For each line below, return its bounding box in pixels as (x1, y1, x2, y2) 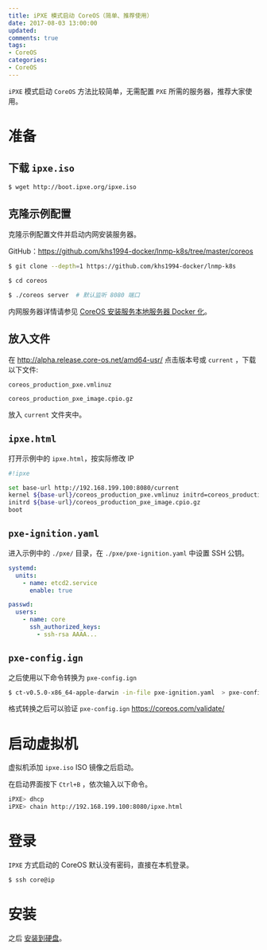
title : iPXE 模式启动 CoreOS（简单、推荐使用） (8, 11, 153, 20)
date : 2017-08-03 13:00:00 (8, 19, 98, 27)
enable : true (29, 587, 73, 595)
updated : (8, 26, 37, 34)
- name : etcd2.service (22, 579, 98, 587)
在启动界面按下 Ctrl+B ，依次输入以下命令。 (8, 779, 153, 789)
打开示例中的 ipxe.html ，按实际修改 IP (8, 453, 135, 463)
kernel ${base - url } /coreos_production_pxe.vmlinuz (8, 491, 180, 499)
